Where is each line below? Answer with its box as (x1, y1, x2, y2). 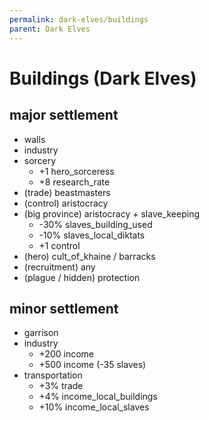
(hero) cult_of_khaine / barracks (23, 250, 156, 262)
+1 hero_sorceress (38, 165, 115, 177)
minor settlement (9, 300, 119, 317)
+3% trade (38, 380, 84, 392)
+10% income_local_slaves (38, 401, 150, 413)
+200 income (38, 348, 95, 360)
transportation (23, 369, 83, 381)
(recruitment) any (23, 261, 96, 273)
